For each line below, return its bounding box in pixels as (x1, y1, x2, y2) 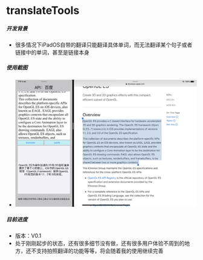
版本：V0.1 (14, 232, 42, 239)
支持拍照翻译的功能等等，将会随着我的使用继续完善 (36, 247, 164, 255)
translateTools (6, 4, 80, 18)
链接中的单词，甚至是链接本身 (14, 49, 89, 56)
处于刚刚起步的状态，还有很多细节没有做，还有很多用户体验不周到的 (14, 240, 185, 247)
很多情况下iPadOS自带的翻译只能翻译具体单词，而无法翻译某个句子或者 (14, 41, 193, 48)
